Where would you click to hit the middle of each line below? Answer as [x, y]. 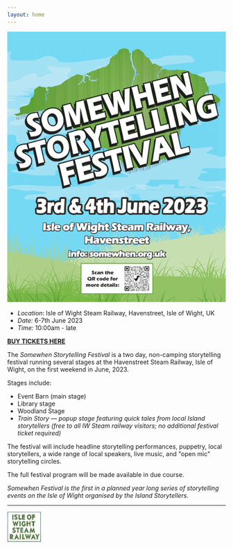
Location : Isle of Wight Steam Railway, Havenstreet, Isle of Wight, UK [116, 313]
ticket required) [39, 433]
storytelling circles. [34, 461]
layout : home [26, 15]
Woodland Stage [41, 411]
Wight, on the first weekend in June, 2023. [68, 369]
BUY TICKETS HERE [36, 341]
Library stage [36, 403]
